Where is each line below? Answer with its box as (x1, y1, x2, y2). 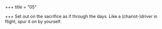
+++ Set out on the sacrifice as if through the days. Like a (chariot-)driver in (5, 14, 158, 19)
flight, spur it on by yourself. (5, 19, 62, 24)
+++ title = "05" (5, 4, 37, 10)
